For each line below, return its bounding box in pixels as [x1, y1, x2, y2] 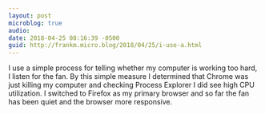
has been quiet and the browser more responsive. [8, 97, 173, 107]
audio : [8, 26, 30, 34]
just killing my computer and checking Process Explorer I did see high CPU [8, 81, 255, 90]
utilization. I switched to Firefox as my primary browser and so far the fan [8, 88, 250, 98]
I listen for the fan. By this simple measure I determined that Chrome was [8, 72, 249, 81]
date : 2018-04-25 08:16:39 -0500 [8, 33, 120, 42]
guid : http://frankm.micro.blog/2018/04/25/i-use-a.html [8, 41, 203, 49]
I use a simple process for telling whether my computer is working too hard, [8, 63, 258, 73]
